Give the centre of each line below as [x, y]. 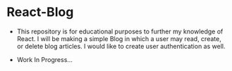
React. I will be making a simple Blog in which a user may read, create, [119, 38]
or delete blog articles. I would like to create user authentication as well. [121, 46]
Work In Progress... [45, 59]
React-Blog [40, 12]
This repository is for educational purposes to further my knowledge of [120, 31]
